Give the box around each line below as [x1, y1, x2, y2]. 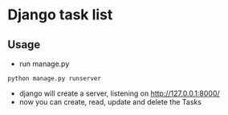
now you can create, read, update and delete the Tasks [18, 97, 202, 106]
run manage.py [18, 59, 70, 68]
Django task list [7, 6, 113, 24]
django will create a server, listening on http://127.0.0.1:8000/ [18, 88, 220, 98]
